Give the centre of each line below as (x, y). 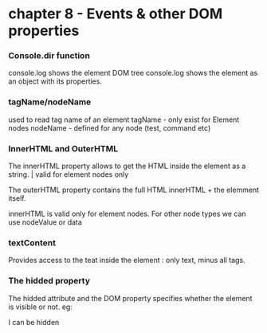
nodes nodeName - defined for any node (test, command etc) (110, 127)
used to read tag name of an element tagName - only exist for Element (124, 119)
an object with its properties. (55, 81)
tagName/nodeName (50, 102)
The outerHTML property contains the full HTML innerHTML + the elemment (134, 190)
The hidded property (49, 281)
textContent (32, 243)
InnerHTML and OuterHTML (63, 148)
